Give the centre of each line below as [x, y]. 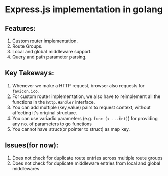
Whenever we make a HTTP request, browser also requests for [78, 85]
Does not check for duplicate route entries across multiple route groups [87, 158]
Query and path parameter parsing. [49, 57]
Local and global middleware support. [52, 52]
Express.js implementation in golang [84, 9]
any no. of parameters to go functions [52, 124]
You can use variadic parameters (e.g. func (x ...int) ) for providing [85, 118]
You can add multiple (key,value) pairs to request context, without [81, 107]
